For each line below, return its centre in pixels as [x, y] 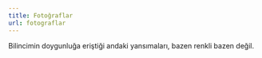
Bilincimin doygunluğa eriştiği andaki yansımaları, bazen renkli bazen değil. [131, 45]
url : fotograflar [37, 23]
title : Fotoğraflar [41, 15]
